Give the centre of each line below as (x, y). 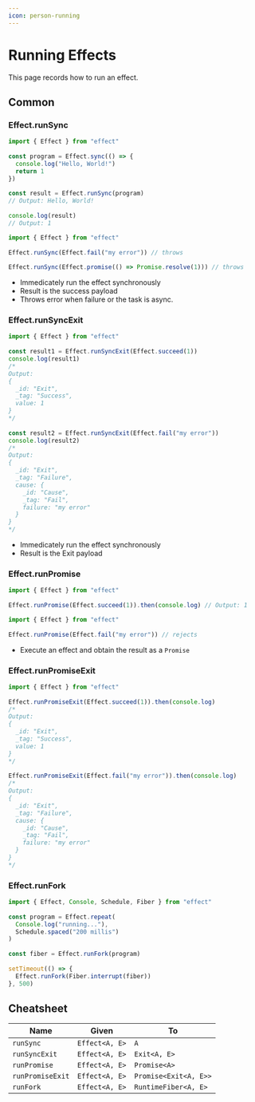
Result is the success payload (69, 291)
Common (31, 102)
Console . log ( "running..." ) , (62, 924)
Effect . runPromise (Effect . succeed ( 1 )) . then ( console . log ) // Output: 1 (128, 606)
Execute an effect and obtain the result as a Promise (104, 650)
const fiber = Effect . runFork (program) (75, 954)
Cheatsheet (38, 1008)
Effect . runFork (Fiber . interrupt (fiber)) (83, 976)
